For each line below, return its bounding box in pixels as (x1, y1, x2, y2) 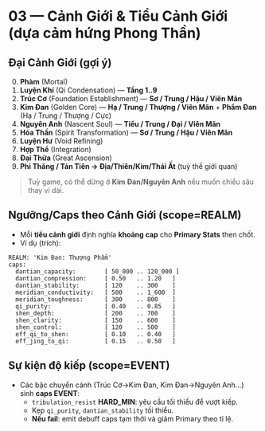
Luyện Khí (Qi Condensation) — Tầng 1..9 (19, 85, 158, 95)
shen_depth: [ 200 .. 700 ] (15, 309, 177, 317)
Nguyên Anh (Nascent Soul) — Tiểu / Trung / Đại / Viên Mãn (19, 120, 221, 128)
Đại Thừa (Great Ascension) (19, 153, 113, 163)
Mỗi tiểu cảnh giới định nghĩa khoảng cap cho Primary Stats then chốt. (19, 229, 256, 239)
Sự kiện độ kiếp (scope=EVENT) (8, 359, 170, 373)
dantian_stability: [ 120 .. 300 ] (15, 281, 177, 289)
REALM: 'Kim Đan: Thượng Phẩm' (8, 253, 112, 261)
